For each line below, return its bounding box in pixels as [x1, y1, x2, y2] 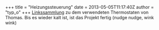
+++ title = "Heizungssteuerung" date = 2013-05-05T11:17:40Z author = [5, 4, 154, 10]
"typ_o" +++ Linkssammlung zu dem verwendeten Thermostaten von [5, 9, 149, 15]
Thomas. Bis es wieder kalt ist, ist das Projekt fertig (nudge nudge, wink [5, 15, 154, 20]
